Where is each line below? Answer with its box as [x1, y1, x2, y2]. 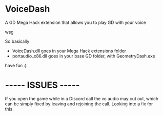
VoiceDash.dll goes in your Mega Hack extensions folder [12, 48, 126, 54]
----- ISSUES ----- [5, 79, 80, 91]
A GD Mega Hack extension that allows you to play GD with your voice [5, 19, 146, 25]
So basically [5, 38, 30, 44]
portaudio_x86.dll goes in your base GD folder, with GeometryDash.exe [12, 53, 155, 59]
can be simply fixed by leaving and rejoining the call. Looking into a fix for [5, 101, 153, 107]
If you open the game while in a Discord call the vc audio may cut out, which [5, 96, 159, 101]
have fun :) [5, 62, 27, 68]
